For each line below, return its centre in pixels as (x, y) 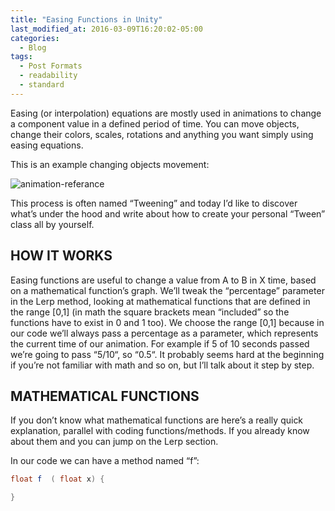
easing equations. (47, 145)
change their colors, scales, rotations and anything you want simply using (162, 134)
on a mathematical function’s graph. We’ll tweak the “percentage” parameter (167, 290)
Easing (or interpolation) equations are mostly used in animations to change (166, 113)
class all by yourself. (52, 224)
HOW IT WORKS (61, 256)
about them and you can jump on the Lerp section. (114, 442)
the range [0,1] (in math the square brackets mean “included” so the (150, 312)
